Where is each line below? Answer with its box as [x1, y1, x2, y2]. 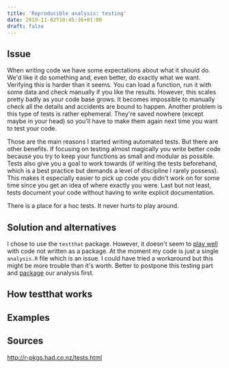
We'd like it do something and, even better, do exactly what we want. [7, 73, 201, 82]
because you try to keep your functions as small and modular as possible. [7, 152, 215, 161]
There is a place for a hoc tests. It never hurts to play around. [7, 202, 179, 210]
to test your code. [7, 124, 57, 133]
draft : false [7, 23, 44, 29]
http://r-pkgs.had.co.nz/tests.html [7, 353, 103, 361]
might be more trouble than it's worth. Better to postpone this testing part [7, 261, 213, 270]
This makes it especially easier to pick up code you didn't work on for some [7, 174, 220, 182]
